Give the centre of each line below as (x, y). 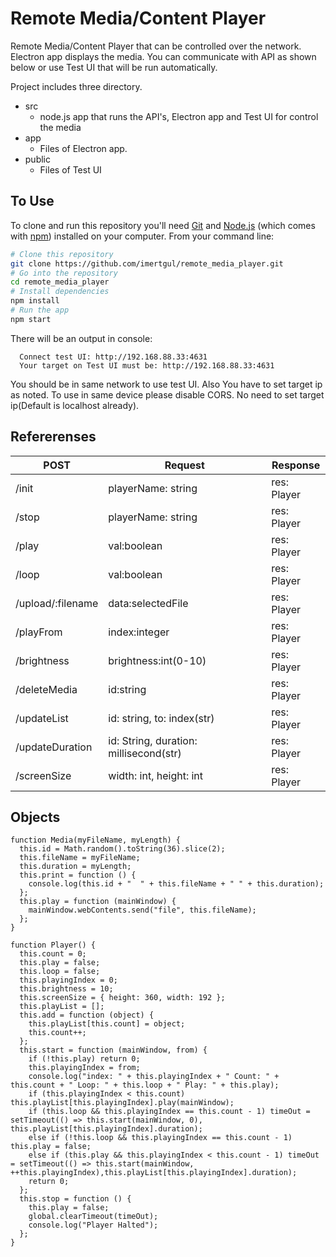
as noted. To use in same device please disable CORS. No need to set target (167, 394)
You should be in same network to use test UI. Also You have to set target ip (166, 384)
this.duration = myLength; (75, 867)
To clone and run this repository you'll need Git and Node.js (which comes (163, 225)
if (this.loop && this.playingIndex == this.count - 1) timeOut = (169, 1112)
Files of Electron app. (83, 148)
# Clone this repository (62, 254)
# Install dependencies (60, 292)
